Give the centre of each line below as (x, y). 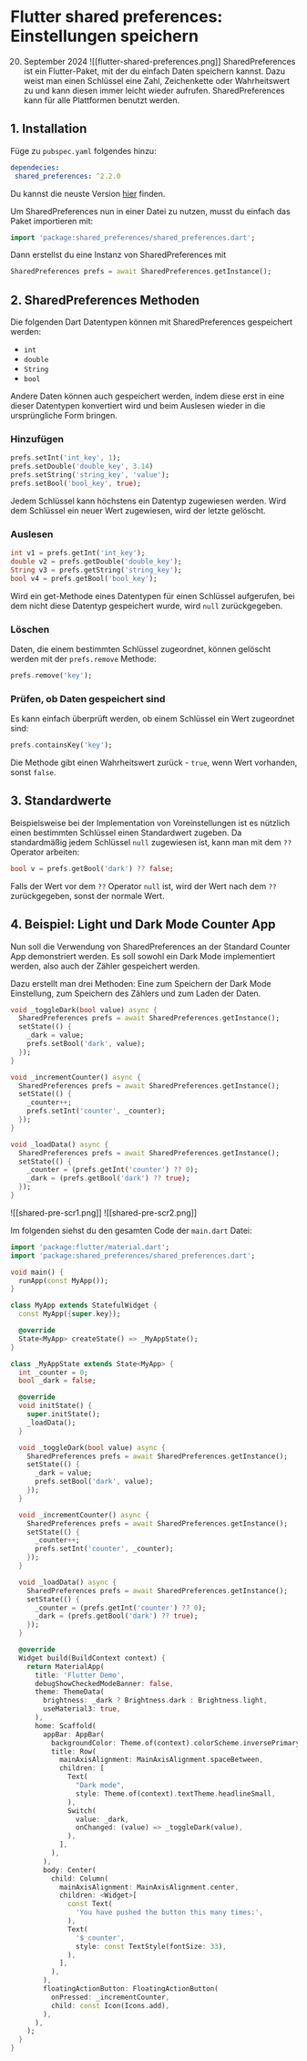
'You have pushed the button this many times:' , (169, 1912)
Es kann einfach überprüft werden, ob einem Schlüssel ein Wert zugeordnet (153, 719)
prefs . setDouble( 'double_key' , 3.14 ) (82, 467)
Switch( (82, 1811)
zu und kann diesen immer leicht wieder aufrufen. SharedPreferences (154, 90)
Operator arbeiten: (45, 852)
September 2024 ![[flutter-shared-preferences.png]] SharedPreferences (159, 61)
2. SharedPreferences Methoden (105, 300)
